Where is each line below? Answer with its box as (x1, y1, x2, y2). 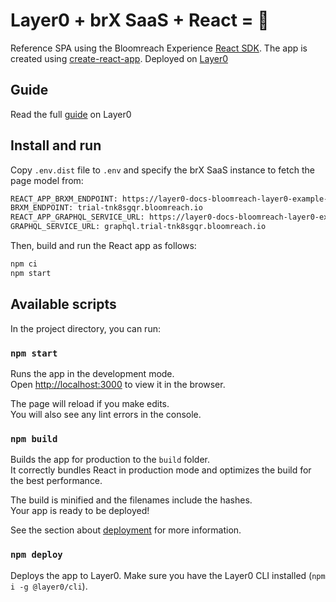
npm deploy (10, 549, 63, 561)
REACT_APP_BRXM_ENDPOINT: (10, 194, 118, 204)
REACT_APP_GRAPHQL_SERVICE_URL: (10, 212, 145, 223)
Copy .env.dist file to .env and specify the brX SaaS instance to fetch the (10, 164, 315, 176)
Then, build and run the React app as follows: (10, 240, 197, 252)
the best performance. (10, 475, 103, 487)
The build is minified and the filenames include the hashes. (10, 494, 253, 506)
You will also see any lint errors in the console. (10, 408, 202, 420)
